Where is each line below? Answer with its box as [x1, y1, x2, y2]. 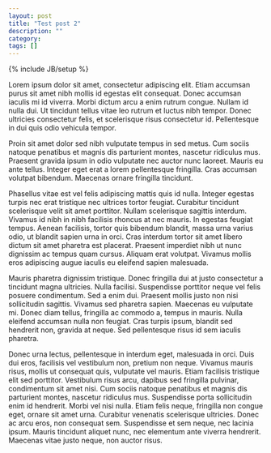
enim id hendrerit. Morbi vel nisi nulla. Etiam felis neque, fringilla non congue [8, 401, 264, 411]
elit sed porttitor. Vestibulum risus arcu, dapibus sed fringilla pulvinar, [8, 375, 239, 385]
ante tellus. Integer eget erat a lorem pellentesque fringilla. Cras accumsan [8, 165, 257, 174]
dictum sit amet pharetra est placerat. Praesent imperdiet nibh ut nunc [8, 241, 243, 250]
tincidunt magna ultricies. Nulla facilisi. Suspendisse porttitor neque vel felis [8, 282, 261, 292]
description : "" [8, 27, 63, 35]
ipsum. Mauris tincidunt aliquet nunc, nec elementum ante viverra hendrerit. [8, 427, 261, 437]
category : [8, 34, 42, 43]
